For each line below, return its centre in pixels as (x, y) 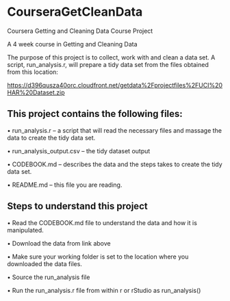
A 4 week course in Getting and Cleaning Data (73, 44)
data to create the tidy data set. (51, 138)
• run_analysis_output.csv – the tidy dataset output (79, 150)
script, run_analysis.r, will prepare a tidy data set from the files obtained (108, 64)
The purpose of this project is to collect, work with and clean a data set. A (111, 57)
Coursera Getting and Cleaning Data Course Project (80, 31)
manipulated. (26, 230)
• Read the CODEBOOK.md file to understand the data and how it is (102, 222)
